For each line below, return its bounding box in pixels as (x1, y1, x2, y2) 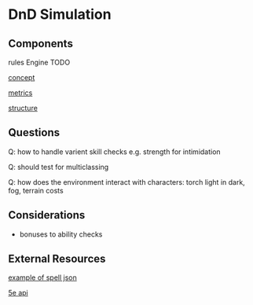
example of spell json (8, 273, 77, 282)
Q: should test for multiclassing (8, 162, 109, 171)
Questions (8, 126, 60, 139)
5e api (8, 288, 29, 298)
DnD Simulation (8, 6, 112, 24)
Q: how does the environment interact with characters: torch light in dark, (8, 177, 245, 186)
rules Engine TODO (8, 57, 71, 67)
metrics (8, 88, 33, 97)
